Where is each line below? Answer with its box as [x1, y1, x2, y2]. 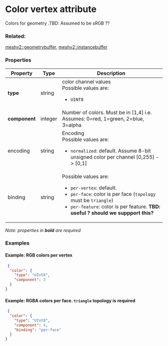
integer [40, 115, 57, 122]
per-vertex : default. [70, 184, 117, 191]
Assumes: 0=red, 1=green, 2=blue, [61, 115, 144, 122]
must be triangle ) [70, 197, 113, 204]
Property [10, 69, 32, 76]
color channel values [61, 78, 111, 85]
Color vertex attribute [5, 4, 96, 15]
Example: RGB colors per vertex [5, 252, 72, 258]
